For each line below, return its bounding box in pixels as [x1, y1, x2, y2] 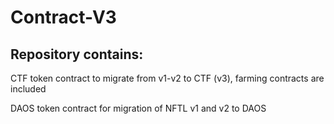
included [10, 83, 47, 95]
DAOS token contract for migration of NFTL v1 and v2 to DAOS [10, 102, 267, 114]
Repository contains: [10, 46, 144, 63]
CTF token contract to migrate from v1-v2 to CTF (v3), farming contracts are [10, 72, 325, 84]
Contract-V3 [10, 6, 117, 29]
